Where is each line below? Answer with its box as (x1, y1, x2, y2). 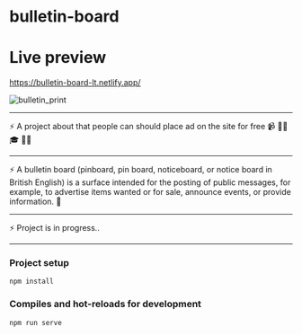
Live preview (9, 48, 107, 68)
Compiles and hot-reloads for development (9, 298, 202, 311)
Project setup (9, 257, 69, 269)
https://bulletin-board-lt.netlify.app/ (9, 77, 141, 88)
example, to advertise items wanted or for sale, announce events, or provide (9, 187, 292, 198)
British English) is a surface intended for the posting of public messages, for (9, 177, 291, 188)
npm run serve (9, 318, 63, 327)
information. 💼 (9, 196, 62, 207)
